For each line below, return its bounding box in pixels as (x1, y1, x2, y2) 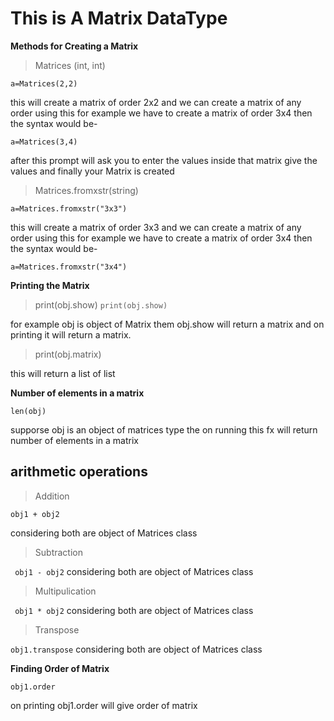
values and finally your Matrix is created (10, 165, 175, 177)
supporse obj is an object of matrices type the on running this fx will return (10, 423, 318, 436)
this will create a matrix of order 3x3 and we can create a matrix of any (10, 221, 302, 233)
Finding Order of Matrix (10, 662, 110, 674)
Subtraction (34, 546, 83, 558)
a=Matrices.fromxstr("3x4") (10, 262, 128, 272)
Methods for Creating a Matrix (10, 40, 139, 52)
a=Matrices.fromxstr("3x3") (10, 203, 128, 214)
